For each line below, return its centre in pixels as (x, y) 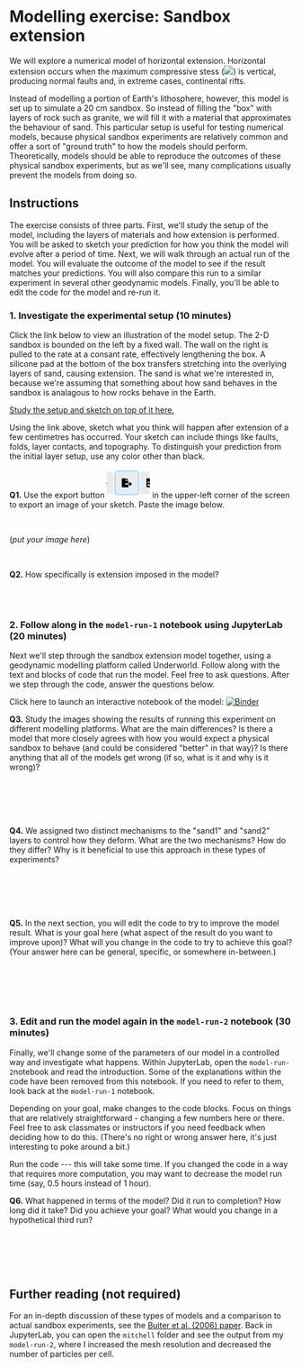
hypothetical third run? (51, 1219)
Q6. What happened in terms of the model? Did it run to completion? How (145, 1200)
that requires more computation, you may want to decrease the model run (146, 1173)
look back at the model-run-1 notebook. (82, 1090)
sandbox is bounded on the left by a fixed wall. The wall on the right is (139, 345)
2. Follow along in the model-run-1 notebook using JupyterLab (146, 625)
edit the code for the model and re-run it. (85, 292)
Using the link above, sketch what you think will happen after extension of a (149, 428)
